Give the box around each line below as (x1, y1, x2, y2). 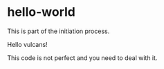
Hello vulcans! (7, 40, 48, 48)
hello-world (7, 4, 76, 20)
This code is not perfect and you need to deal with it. (7, 53, 158, 62)
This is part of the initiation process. (7, 27, 110, 35)
